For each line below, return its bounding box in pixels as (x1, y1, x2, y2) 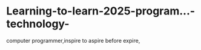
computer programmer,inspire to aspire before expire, (6, 37, 140, 44)
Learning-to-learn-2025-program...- (6, 4, 196, 18)
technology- (6, 17, 70, 31)
